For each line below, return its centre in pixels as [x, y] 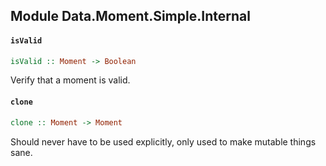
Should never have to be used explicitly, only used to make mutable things [163, 141]
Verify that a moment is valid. [70, 80]
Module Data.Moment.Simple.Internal [130, 16]
